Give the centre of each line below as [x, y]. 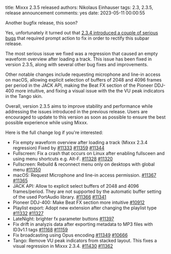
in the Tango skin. [24, 96]
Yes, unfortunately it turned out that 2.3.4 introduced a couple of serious [82, 33]
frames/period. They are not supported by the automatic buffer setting [87, 191]
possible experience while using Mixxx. [47, 122]
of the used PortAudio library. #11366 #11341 [59, 197]
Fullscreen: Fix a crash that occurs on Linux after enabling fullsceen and [89, 153]
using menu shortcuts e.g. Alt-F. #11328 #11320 [63, 159]
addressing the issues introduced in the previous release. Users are [77, 112]
